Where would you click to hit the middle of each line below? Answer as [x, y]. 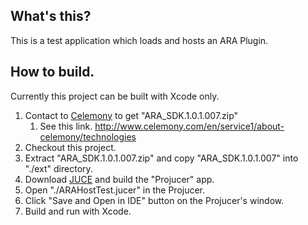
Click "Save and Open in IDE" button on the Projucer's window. [154, 200]
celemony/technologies [88, 136]
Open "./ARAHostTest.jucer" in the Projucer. [115, 190]
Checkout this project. [70, 147]
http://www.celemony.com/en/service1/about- [189, 126]
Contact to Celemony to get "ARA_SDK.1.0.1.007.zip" [131, 115]
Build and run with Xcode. [78, 211]
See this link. [66, 126]
